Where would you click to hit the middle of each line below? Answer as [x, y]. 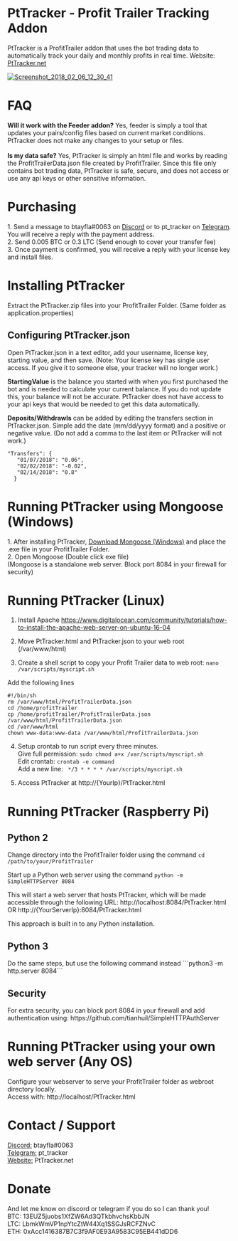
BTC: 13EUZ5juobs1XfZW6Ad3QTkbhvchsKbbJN [79, 1216]
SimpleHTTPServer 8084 [41, 882]
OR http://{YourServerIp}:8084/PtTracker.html [75, 910]
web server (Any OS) [70, 1062]
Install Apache [39, 620]
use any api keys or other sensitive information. [77, 178]
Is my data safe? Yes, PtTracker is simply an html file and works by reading [117, 155]
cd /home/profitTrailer [43, 708]
